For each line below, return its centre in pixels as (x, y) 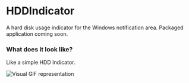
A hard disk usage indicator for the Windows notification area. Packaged (95, 27)
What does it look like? (40, 49)
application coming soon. (37, 33)
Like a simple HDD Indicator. (41, 62)
